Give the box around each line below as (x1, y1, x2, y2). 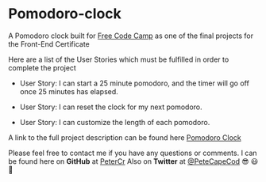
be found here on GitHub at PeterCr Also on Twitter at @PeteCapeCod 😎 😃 (8, 156, 259, 166)
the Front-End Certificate (8, 39, 90, 48)
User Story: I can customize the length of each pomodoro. (19, 117, 210, 127)
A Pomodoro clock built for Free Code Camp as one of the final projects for (8, 31, 254, 40)
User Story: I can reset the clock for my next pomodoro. (19, 102, 202, 112)
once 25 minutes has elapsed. (19, 86, 119, 96)
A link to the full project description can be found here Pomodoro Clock (8, 132, 241, 142)
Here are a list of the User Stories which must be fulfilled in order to (8, 55, 229, 64)
